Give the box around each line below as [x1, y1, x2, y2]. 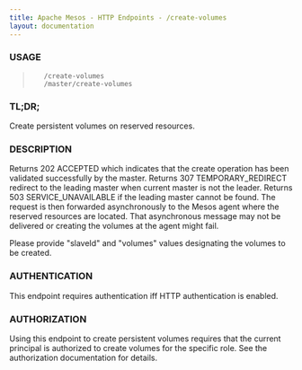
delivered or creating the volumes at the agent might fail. [9, 221, 219, 232]
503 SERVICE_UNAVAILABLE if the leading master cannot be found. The [9, 192, 276, 203]
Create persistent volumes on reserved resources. [9, 120, 195, 131]
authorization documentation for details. [9, 352, 158, 363]
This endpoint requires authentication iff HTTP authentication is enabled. [9, 290, 279, 301]
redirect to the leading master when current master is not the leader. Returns [9, 182, 293, 193]
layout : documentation [9, 22, 94, 31]
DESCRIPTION [9, 143, 73, 155]
